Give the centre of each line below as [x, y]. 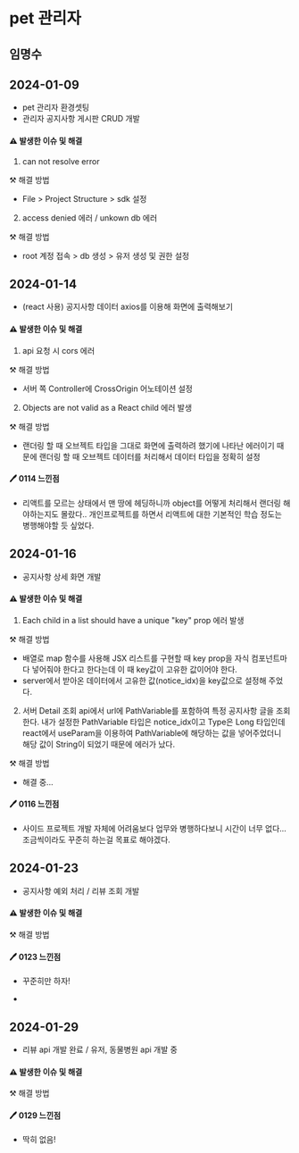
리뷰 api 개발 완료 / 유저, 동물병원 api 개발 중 [100, 1049]
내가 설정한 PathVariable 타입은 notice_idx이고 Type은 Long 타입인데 [163, 722]
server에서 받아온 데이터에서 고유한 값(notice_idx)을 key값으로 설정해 [144, 681]
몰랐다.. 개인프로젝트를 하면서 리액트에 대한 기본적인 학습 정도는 [172, 514]
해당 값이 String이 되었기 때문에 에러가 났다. [99, 744]
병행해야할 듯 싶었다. [58, 525]
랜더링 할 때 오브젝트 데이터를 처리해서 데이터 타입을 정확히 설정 [149, 456]
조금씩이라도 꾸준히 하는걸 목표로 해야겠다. [96, 840]
